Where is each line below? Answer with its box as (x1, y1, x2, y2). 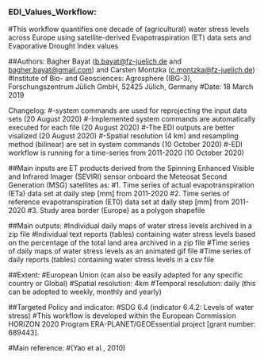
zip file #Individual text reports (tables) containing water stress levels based (8, 230, 256, 239)
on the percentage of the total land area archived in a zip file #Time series (8, 238, 250, 248)
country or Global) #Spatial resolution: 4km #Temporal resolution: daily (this (8, 279, 256, 288)
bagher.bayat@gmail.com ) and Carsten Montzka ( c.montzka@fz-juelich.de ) (8, 65, 255, 75)
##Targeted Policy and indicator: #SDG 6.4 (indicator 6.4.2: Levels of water (8, 303, 254, 312)
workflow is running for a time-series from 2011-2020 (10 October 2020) (8, 148, 244, 157)
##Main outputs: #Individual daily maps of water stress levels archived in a (8, 221, 252, 230)
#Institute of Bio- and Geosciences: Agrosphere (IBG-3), (8, 74, 193, 83)
